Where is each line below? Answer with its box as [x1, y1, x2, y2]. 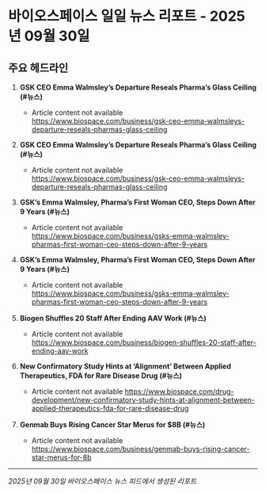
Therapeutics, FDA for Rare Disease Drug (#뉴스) [19, 371, 182, 380]
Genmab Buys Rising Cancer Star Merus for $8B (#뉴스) [19, 420, 206, 429]
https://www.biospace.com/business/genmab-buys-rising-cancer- [31, 445, 250, 453]
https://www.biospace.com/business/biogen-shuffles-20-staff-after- [31, 338, 256, 347]
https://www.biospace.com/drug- [124, 387, 234, 396]
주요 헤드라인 [8, 61, 69, 75]
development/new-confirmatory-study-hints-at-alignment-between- [31, 396, 255, 404]
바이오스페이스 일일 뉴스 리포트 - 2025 [8, 7, 245, 25]
